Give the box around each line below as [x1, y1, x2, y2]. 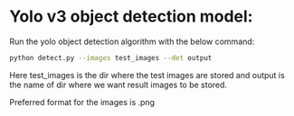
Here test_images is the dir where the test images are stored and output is [9, 69, 285, 80]
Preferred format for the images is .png [9, 96, 156, 107]
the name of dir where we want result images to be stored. [9, 79, 228, 90]
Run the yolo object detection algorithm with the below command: [9, 36, 255, 47]
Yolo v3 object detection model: [9, 6, 253, 27]
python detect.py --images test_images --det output [9, 53, 213, 62]
